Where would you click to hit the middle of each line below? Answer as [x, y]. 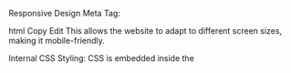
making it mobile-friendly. [57, 41]
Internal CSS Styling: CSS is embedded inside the [102, 58]
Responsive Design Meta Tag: [64, 13]
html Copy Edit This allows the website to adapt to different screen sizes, [145, 31]
